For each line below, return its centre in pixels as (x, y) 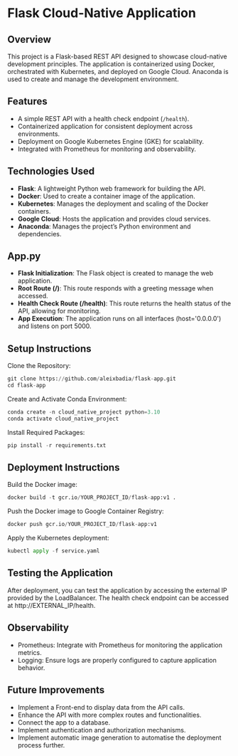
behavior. (31, 668)
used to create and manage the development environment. (93, 79)
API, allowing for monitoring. (59, 311)
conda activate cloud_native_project (63, 419)
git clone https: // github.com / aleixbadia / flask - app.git (92, 379)
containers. (34, 211)
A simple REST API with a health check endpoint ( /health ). (103, 118)
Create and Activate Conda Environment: (67, 399)
